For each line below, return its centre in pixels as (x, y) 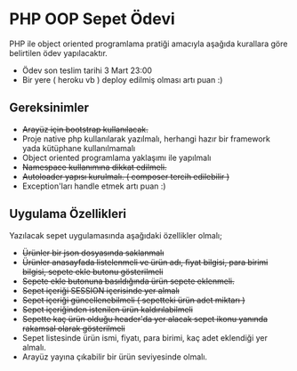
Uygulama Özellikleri (68, 214)
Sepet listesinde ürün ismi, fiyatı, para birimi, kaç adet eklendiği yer (145, 337)
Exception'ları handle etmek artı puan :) (94, 186)
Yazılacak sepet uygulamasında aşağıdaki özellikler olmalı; (116, 235)
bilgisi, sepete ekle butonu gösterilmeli (92, 271)
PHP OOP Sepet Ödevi (92, 19)
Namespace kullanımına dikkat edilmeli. (94, 167)
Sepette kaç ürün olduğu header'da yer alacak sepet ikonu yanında (145, 319)
